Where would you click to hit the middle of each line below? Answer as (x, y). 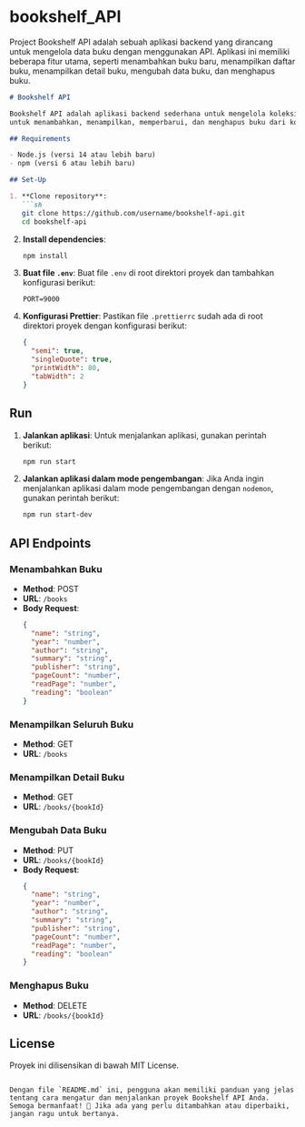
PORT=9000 (41, 299)
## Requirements (40, 138)
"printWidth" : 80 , (66, 368)
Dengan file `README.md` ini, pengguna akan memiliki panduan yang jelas (152, 1090)
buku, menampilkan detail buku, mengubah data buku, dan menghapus (142, 71)
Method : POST (51, 589)
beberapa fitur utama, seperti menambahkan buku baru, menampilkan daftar (152, 61)
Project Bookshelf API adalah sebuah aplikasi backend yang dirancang (141, 42)
